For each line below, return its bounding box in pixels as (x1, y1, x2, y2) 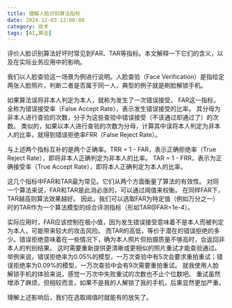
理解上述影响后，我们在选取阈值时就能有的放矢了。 (7, 293, 153, 302)
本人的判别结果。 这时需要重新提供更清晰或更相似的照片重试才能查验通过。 (7, 244, 221, 253)
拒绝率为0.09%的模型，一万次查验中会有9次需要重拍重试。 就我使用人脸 (12, 261, 220, 270)
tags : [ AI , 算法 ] (7, 29, 52, 37)
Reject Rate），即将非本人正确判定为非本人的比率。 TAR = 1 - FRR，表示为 (7, 154, 216, 163)
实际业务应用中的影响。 (19, 58, 86, 66)
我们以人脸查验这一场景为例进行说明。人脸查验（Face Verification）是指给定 (7, 73, 224, 81)
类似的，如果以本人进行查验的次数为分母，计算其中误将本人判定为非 (20, 122, 215, 130)
